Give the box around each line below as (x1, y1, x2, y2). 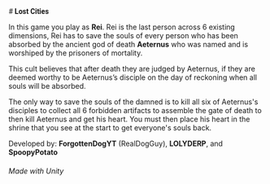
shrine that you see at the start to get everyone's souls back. (8, 123, 212, 133)
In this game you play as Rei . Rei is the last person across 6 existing (8, 22, 236, 32)
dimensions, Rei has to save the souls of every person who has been (8, 31, 238, 40)
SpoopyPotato (8, 147, 59, 157)
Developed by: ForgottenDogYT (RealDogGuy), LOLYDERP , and (8, 138, 224, 148)
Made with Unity (8, 166, 64, 176)
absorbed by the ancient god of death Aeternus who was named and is (8, 40, 249, 49)
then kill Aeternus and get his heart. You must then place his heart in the (8, 114, 250, 124)
